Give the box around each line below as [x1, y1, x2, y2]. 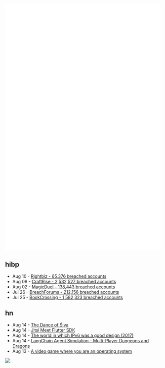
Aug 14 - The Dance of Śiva [12, 322, 69, 328]
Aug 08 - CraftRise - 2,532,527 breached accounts [12, 279, 116, 285]
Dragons [12, 343, 30, 349]
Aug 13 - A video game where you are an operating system [12, 348, 132, 354]
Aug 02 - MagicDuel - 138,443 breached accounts [12, 284, 115, 290]
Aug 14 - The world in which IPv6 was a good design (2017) [12, 332, 134, 338]
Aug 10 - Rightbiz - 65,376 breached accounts [12, 273, 107, 279]
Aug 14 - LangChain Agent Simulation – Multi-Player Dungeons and [12, 338, 149, 344]
